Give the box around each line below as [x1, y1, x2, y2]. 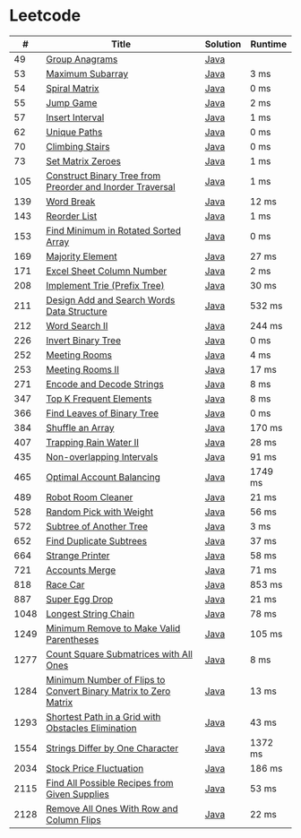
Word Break [46, 194, 96, 207]
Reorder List [46, 210, 98, 222]
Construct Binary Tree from [46, 169, 161, 182]
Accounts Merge [46, 564, 116, 576]
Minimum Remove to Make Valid [46, 622, 181, 635]
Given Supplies [46, 788, 109, 800]
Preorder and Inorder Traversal [46, 180, 176, 193]
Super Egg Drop [46, 592, 114, 605]
